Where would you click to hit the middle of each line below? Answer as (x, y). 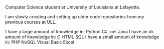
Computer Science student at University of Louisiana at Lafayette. (73, 7)
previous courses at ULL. (31, 22)
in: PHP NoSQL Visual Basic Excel (40, 42)
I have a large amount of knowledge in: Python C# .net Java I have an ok (80, 31)
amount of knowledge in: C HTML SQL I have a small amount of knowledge (82, 37)
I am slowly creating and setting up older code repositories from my (75, 17)
